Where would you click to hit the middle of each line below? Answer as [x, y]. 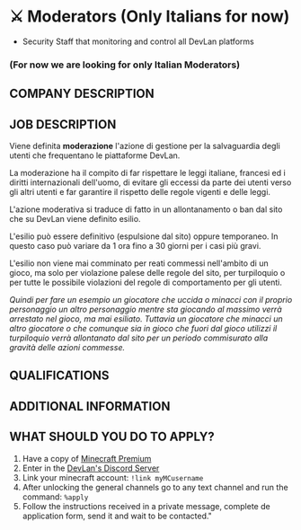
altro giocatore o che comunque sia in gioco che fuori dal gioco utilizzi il [143, 329]
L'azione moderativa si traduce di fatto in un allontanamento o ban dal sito [146, 209]
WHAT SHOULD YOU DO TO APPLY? [112, 437]
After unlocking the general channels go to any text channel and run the [155, 487]
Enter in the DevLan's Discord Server [91, 468]
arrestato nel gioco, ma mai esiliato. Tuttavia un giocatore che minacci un [146, 319]
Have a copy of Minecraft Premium [87, 458]
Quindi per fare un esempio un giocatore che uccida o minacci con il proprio [151, 300]
